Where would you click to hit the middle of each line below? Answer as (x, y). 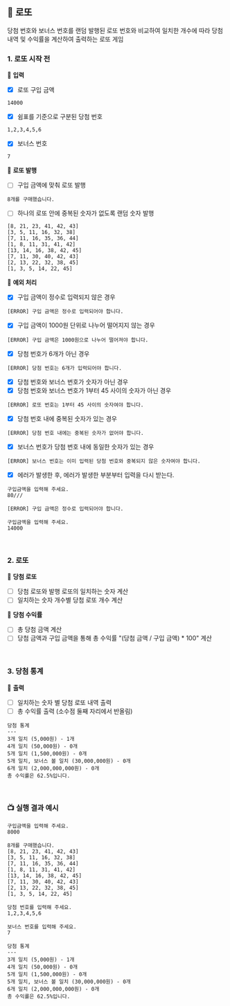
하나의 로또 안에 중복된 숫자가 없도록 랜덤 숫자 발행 (86, 213)
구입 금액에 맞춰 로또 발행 (52, 185)
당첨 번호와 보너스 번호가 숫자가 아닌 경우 (73, 381)
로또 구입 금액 (36, 90)
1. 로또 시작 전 (29, 59)
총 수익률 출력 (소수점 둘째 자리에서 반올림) (75, 711)
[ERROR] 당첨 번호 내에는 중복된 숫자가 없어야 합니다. (76, 433)
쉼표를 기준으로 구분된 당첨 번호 (60, 117)
